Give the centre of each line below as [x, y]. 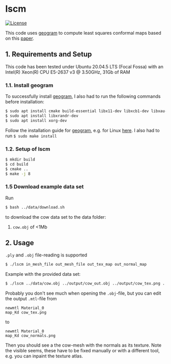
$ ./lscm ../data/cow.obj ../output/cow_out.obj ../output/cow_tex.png [83, 283]
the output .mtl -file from [31, 299]
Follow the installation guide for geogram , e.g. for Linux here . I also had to [82, 130]
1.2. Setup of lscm [28, 149]
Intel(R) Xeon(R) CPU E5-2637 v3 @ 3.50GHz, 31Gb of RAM [68, 72]
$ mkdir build [20, 159]
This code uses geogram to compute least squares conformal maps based [83, 33]
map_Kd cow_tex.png [26, 313]
